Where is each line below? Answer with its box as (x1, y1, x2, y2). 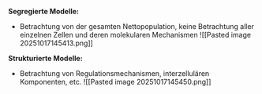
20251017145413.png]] (19, 38, 93, 48)
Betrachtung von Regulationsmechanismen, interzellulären (19, 69, 210, 78)
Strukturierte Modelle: (8, 54, 83, 63)
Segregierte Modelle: (8, 7, 80, 16)
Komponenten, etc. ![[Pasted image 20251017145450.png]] (19, 78, 211, 86)
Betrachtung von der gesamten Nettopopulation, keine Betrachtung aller (19, 22, 255, 31)
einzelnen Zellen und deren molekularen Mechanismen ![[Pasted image (19, 31, 251, 39)
